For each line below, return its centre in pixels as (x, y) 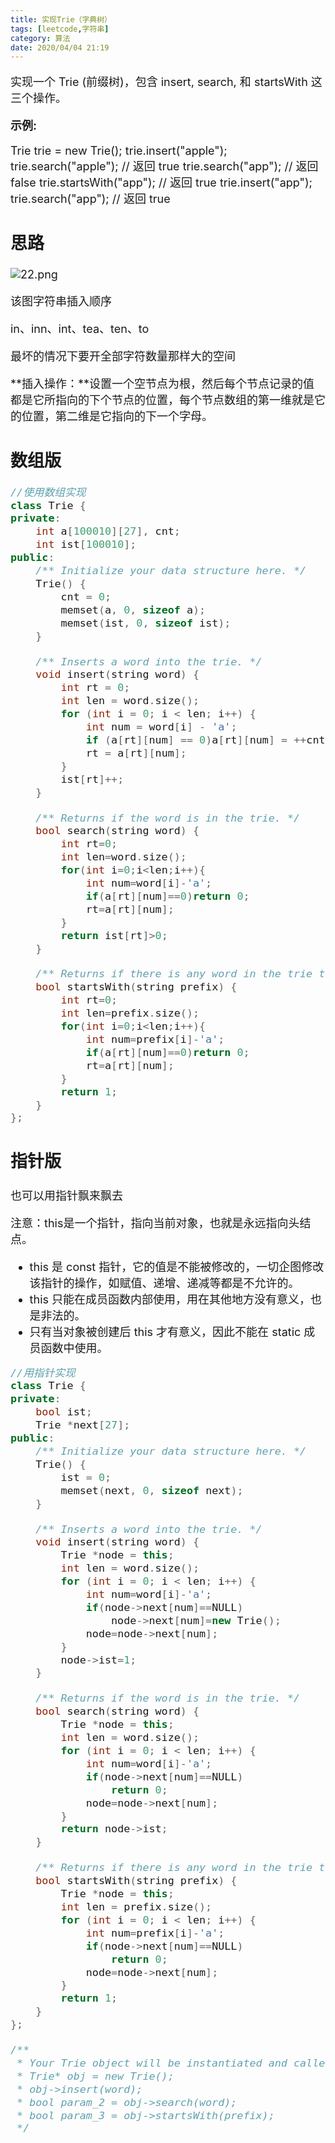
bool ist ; (64, 1412)
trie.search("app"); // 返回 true (90, 199)
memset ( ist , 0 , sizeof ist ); (146, 623)
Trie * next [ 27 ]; (83, 1425)
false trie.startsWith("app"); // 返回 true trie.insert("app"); (161, 183)
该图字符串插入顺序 (61, 301)
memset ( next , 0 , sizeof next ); (152, 1490)
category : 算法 (40, 38)
